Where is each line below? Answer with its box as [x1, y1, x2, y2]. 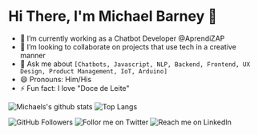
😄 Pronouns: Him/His [19, 74, 92, 84]
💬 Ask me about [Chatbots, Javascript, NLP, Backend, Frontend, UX [19, 59, 251, 69]
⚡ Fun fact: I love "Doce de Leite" [19, 83, 130, 93]
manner [19, 50, 46, 60]
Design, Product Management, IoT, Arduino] [19, 67, 168, 75]
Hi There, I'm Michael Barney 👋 [8, 7, 218, 26]
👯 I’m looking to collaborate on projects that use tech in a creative [19, 41, 236, 51]
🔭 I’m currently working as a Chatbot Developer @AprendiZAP [19, 33, 225, 43]
